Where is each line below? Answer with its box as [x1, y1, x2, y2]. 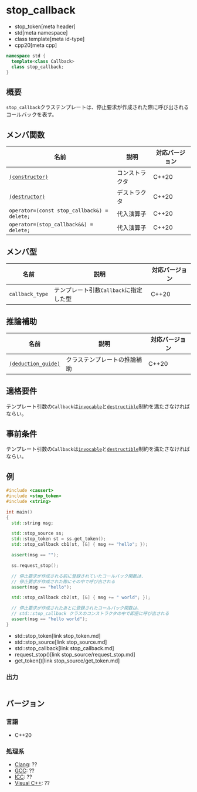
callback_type [9, 291, 49, 297]
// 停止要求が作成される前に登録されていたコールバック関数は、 [11, 573, 146, 579]
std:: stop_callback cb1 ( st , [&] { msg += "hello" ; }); [11, 542, 148, 548]
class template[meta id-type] [14, 35, 85, 42]
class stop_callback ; [11, 64, 64, 70]
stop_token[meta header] [14, 23, 76, 30]
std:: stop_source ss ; [11, 531, 64, 536]
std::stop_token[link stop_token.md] [14, 632, 101, 639]
